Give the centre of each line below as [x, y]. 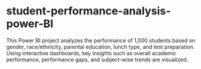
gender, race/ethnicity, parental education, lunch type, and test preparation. [101, 47]
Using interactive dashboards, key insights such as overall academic [91, 53]
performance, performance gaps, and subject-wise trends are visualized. [97, 59]
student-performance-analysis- [88, 11]
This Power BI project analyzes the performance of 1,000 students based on [101, 40]
